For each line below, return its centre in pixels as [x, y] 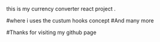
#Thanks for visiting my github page [52, 32]
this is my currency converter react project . [61, 9]
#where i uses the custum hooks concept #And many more [80, 20]
